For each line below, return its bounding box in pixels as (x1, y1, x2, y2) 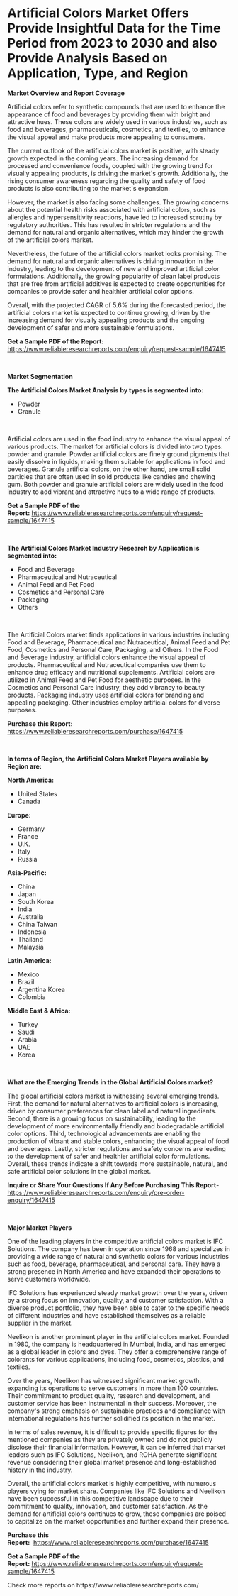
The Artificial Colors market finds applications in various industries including (7, 630, 230, 639)
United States (17, 789, 58, 798)
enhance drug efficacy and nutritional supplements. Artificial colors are (7, 668, 215, 676)
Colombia (17, 992, 46, 1001)
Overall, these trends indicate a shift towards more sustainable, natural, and (7, 1159, 228, 1168)
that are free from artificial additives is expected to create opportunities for (7, 279, 225, 288)
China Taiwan (17, 920, 58, 928)
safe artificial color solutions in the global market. (7, 1167, 151, 1175)
